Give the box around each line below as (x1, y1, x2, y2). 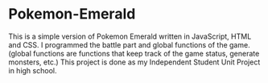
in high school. (8, 65, 57, 75)
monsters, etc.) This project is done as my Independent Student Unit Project (8, 57, 261, 67)
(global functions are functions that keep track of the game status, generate (8, 48, 260, 58)
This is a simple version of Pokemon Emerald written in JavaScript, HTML (8, 31, 252, 41)
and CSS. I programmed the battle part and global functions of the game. (8, 39, 251, 49)
